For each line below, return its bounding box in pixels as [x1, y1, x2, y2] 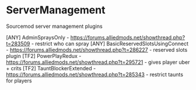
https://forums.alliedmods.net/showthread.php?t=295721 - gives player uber [6, 59, 190, 66]
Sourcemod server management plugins [6, 23, 103, 30]
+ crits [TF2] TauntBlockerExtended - [6, 64, 96, 71]
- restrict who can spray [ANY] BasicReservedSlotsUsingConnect [31, 40, 188, 47]
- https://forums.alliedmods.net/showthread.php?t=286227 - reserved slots [6, 46, 188, 53]
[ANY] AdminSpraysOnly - [6, 34, 69, 41]
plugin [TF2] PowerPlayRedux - [6, 52, 82, 59]
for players [6, 77, 32, 84]
